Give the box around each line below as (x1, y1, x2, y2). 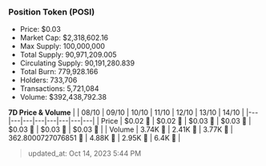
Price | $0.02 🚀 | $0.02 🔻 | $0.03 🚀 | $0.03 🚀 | (101, 117, 252, 126)
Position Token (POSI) (8, 6, 95, 18)
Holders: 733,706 (19, 75, 78, 85)
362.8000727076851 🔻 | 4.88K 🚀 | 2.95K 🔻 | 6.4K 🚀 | (8, 133, 181, 143)
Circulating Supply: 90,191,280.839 (19, 58, 135, 68)
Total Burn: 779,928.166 (19, 67, 99, 77)
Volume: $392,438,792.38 (19, 93, 107, 102)
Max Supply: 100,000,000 (19, 41, 106, 51)
